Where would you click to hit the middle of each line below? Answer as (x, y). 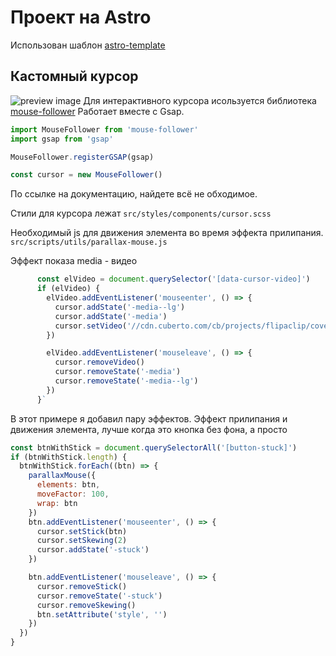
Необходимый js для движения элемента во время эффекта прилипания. (167, 233)
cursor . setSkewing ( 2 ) (82, 541)
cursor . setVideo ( (91, 326)
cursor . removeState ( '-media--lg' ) (126, 381)
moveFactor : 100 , (73, 494)
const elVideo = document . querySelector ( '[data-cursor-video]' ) (173, 279)
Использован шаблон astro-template (88, 45)
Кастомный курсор (74, 76)
